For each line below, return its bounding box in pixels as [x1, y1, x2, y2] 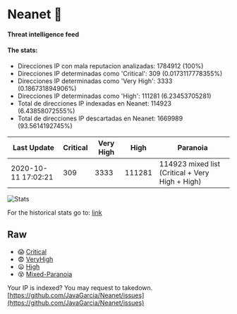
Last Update [13, 142, 55, 152]
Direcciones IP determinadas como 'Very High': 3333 [17, 77, 173, 85]
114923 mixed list [159, 158, 221, 168]
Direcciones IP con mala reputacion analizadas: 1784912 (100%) [17, 61, 204, 70]
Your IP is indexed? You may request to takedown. [7, 283, 153, 291]
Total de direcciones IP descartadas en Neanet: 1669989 [17, 114, 183, 123]
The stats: [7, 46, 38, 55]
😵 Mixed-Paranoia [17, 270, 73, 278]
